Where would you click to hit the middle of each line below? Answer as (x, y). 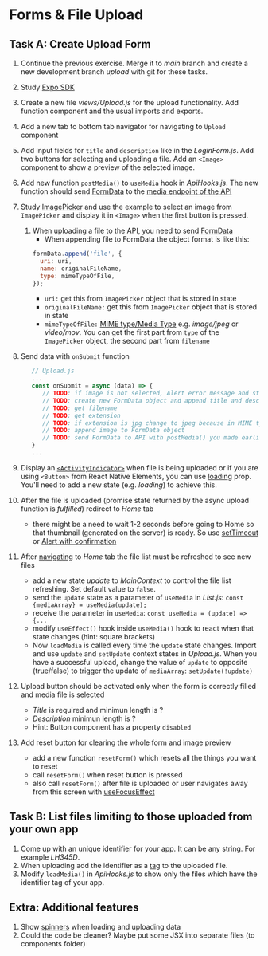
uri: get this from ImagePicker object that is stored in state (140, 299)
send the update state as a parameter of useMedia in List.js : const (138, 597)
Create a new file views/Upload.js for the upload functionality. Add (130, 102)
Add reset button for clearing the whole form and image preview (126, 742)
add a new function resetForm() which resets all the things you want (144, 757)
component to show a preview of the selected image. (108, 167)
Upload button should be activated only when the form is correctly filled (138, 686)
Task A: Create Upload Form (80, 44)
